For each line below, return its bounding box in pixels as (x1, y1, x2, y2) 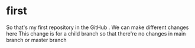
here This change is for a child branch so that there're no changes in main (6, 30, 186, 37)
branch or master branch (6, 36, 67, 43)
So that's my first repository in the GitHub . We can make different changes (6, 24, 189, 31)
